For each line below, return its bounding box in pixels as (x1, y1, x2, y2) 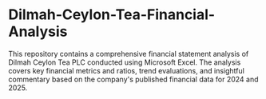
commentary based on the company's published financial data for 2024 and (8, 74, 259, 84)
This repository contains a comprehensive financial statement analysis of (8, 49, 249, 58)
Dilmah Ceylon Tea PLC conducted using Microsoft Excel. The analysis (8, 57, 241, 67)
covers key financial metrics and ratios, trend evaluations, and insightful (8, 65, 245, 75)
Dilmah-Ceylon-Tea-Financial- (8, 6, 216, 24)
